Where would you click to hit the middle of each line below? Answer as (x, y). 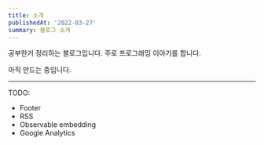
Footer (30, 108)
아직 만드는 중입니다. (40, 70)
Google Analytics (47, 133)
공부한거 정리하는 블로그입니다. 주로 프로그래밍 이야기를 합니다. (105, 53)
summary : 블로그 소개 (39, 30)
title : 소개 (26, 15)
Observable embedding (58, 125)
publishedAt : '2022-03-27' (52, 23)
